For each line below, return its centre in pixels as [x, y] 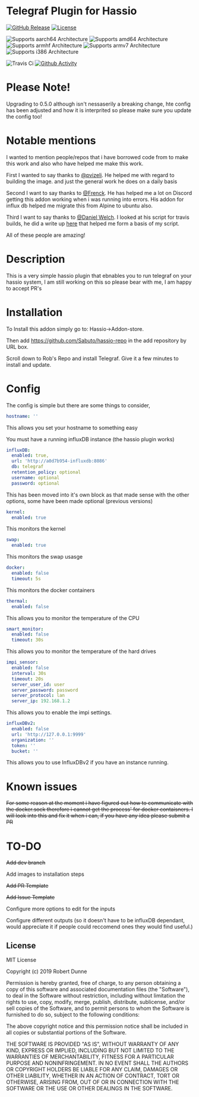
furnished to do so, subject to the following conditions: [73, 1015]
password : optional [36, 483]
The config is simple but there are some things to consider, [78, 405]
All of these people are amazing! [46, 235]
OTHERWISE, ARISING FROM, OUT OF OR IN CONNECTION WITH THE [93, 1082]
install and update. [29, 364]
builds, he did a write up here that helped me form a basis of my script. [93, 223]
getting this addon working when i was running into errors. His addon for [95, 199]
